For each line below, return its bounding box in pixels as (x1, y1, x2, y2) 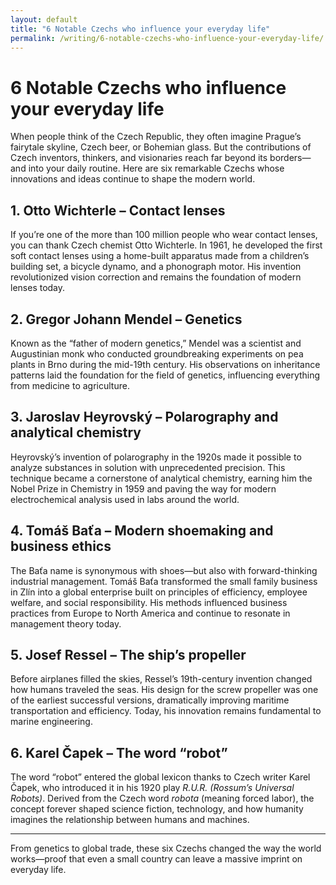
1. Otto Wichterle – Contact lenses (10, 202, 226, 219)
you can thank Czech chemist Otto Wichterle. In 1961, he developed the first (10, 239, 323, 251)
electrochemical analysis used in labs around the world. (10, 493, 240, 505)
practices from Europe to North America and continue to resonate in (10, 607, 291, 619)
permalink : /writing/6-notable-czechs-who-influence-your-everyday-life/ (10, 33, 325, 43)
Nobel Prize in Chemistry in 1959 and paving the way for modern (10, 482, 277, 495)
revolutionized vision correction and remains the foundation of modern (10, 271, 302, 283)
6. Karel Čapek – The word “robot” (10, 744, 228, 761)
